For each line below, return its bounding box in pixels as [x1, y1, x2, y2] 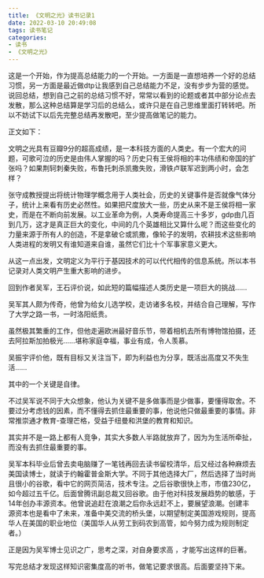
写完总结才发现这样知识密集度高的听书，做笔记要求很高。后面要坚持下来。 [8, 561, 249, 571]
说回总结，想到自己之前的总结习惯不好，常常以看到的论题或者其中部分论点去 [8, 91, 256, 99]
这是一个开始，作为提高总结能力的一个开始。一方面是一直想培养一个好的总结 [8, 71, 256, 80]
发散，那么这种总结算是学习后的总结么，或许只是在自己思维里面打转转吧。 [8, 100, 249, 110]
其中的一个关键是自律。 [8, 379, 84, 389]
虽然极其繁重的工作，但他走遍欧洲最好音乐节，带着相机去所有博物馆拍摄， [8, 326, 249, 335]
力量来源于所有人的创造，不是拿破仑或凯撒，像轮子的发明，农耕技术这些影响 [8, 229, 256, 239]
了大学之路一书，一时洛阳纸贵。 [8, 309, 112, 319]
